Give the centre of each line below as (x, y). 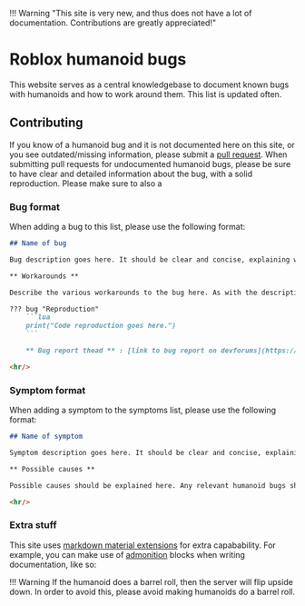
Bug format (35, 206)
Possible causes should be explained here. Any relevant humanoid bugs (148, 485)
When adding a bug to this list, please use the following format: (128, 227)
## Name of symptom (46, 437)
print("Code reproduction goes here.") (101, 326)
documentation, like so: (53, 564)
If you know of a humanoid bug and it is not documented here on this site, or (152, 144)
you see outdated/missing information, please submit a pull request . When (148, 154)
